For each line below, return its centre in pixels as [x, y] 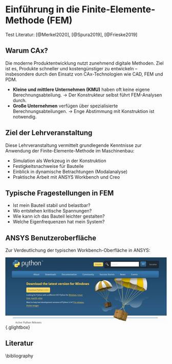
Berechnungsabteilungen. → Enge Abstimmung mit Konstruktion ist [83, 111]
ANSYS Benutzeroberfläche [51, 238]
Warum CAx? [27, 51]
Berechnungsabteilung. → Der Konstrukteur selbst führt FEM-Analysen [87, 95]
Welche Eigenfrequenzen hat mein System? [59, 222]
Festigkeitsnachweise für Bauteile [48, 166]
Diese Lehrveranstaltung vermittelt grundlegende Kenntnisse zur [73, 145]
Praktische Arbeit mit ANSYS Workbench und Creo [66, 177]
